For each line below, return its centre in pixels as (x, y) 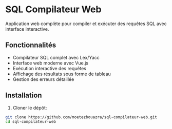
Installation (24, 95)
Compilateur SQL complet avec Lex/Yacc (56, 57)
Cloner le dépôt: (30, 107)
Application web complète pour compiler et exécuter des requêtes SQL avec (86, 24)
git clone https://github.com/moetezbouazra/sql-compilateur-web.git (81, 117)
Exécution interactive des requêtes (49, 68)
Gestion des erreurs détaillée (43, 79)
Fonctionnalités (31, 45)
